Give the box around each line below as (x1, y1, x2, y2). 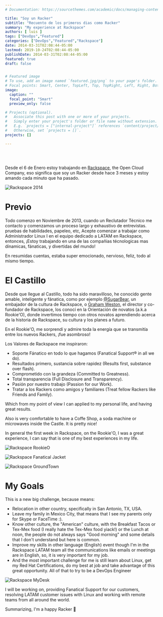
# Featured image (5, 74, 40, 79)
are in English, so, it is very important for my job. (12, 552, 109, 558)
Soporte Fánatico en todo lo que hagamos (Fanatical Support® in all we (12, 350, 154, 356)
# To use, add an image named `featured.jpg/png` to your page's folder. (5, 79, 158, 84)
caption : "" (9, 92, 34, 97)
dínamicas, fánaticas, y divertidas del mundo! (5, 243, 96, 249)
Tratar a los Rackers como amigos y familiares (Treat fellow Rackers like (12, 386, 156, 392)
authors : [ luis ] (5, 30, 42, 34)
